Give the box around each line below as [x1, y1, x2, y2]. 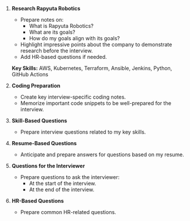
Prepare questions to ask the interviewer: [20, 174, 120, 180]
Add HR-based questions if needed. [20, 54, 107, 60]
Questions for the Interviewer [11, 163, 85, 169]
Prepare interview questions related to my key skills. [20, 128, 146, 135]
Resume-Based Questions [11, 140, 77, 146]
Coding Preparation [11, 82, 60, 89]
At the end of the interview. [29, 186, 95, 193]
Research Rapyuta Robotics [11, 5, 81, 12]
